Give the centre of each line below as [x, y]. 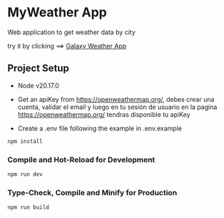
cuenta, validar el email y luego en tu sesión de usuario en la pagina [117, 107]
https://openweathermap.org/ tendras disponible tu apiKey [104, 114]
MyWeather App [57, 12]
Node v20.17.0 [38, 85]
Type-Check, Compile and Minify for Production [92, 192]
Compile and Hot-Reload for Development [81, 160]
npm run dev [25, 174]
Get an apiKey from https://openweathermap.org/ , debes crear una [116, 99]
